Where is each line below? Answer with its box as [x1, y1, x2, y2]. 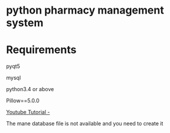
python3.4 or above [6, 86, 54, 93]
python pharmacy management [6, 4, 164, 17]
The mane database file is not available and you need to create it [6, 120, 164, 127]
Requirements [6, 43, 77, 57]
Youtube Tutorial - [6, 109, 50, 116]
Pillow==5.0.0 [6, 97, 40, 104]
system [6, 16, 44, 30]
